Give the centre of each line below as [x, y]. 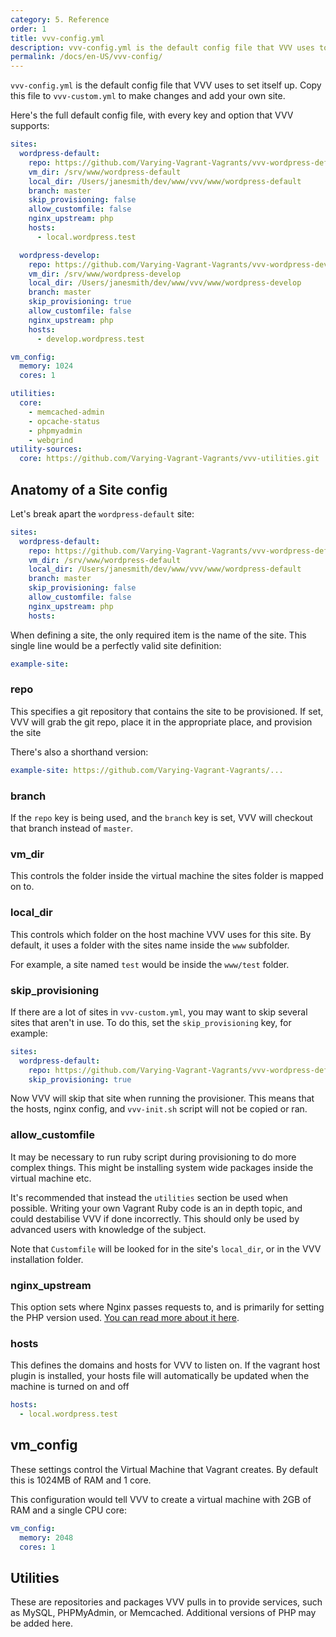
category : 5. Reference [60, 19]
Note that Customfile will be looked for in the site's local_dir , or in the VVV [166, 1248]
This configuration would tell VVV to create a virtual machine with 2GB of [161, 1499]
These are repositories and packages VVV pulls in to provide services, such [166, 1602]
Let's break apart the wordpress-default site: [102, 513]
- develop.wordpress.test [90, 339]
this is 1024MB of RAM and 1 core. [81, 1480]
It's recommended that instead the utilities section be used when [149, 1197]
